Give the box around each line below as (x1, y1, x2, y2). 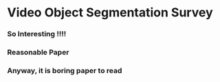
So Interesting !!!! (7, 29, 67, 39)
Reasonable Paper (7, 48, 69, 57)
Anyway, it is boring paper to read (7, 66, 122, 75)
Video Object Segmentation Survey (7, 5, 213, 20)
